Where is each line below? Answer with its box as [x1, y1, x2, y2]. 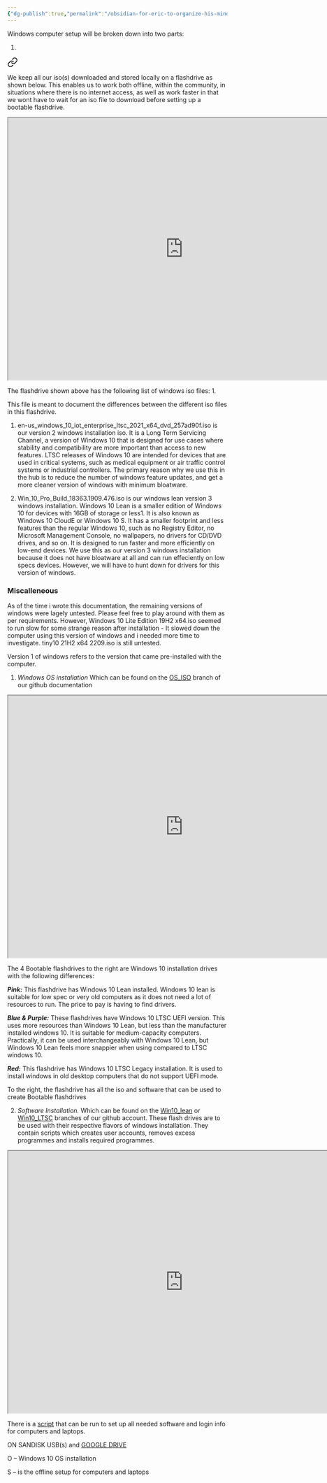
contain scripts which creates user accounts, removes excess [17, 1129, 196, 1137]
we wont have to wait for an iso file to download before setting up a [7, 95, 201, 103]
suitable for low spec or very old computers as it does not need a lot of [7, 992, 212, 1001]
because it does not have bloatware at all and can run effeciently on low [17, 553, 225, 561]
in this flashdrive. [7, 407, 57, 416]
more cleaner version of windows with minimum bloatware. [17, 480, 188, 489]
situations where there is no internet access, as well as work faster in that [7, 88, 219, 96]
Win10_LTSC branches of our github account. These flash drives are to [17, 1113, 221, 1122]
